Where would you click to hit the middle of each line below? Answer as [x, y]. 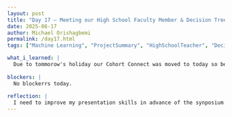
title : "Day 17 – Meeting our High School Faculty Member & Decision [109, 20]
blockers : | [24, 77]
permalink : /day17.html [41, 39]
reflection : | [28, 96]
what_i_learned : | [33, 58]
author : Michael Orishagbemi [49, 33]
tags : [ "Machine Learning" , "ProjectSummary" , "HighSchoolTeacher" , [108, 45]
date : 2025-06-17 [32, 26]
